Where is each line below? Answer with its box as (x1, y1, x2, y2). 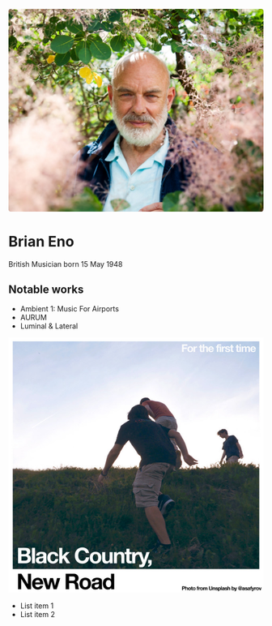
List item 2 (19, 610, 55, 620)
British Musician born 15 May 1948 (8, 259, 123, 268)
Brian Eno (8, 232, 74, 251)
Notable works (8, 282, 84, 296)
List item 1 (19, 601, 54, 611)
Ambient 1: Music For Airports (19, 304, 120, 314)
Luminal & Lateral (19, 321, 79, 331)
